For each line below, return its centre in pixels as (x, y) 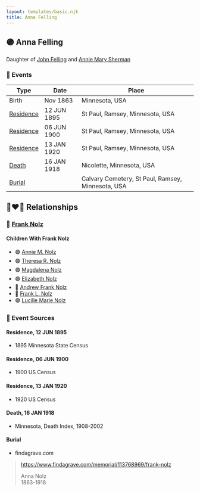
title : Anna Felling (32, 17)
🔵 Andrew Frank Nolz (41, 287)
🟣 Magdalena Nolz (38, 270)
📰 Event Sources (30, 318)
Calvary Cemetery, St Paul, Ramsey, (132, 178)
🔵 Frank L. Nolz (33, 294)
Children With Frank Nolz (38, 238)
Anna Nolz (33, 476)
